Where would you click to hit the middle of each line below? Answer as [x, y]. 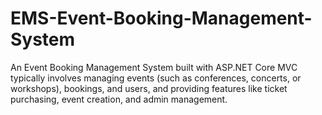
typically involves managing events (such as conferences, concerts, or [156, 78]
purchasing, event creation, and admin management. [119, 99]
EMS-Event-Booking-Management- [161, 18]
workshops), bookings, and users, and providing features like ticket [149, 88]
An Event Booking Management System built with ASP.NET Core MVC [154, 67]
